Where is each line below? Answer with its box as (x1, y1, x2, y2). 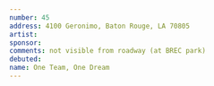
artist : (9, 30, 39, 39)
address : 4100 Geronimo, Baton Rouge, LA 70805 (9, 21, 191, 30)
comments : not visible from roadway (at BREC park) (9, 47, 206, 56)
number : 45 (9, 13, 50, 22)
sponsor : (9, 38, 42, 47)
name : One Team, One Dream (9, 64, 110, 73)
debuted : (9, 55, 42, 64)
